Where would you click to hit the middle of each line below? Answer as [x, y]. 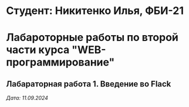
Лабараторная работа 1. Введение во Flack [89, 84]
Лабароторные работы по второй [92, 38]
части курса [38, 50]
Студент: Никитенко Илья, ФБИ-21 [95, 11]
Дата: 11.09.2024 [27, 98]
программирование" [60, 62]
